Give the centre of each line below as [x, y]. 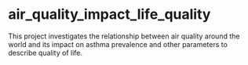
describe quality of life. [46, 52]
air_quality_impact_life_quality [109, 14]
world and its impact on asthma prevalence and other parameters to [118, 44]
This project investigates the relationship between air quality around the [124, 36]
